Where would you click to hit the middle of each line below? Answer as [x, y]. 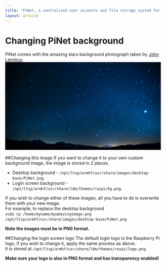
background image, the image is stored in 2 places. [57, 163]
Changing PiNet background [64, 41]
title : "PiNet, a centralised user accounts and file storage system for [83, 10]
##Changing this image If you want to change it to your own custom [74, 158]
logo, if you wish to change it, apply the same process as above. [70, 243]
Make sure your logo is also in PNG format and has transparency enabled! [82, 258]
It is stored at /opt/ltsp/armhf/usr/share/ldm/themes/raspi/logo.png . [76, 248]
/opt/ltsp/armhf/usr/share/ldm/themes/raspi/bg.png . [67, 188]
